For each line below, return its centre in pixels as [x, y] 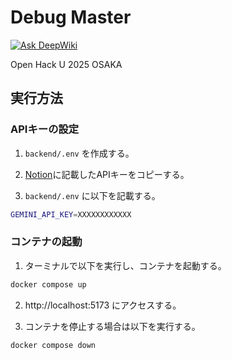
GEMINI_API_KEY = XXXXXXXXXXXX [71, 214]
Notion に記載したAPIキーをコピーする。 [107, 174]
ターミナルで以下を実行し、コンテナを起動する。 [125, 265]
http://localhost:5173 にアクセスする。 [103, 305]
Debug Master [71, 17]
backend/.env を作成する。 [79, 153]
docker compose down [53, 345]
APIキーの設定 [45, 129]
